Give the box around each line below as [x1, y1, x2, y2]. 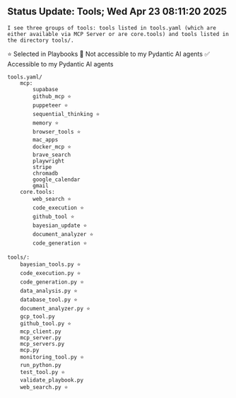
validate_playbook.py [20, 376, 83, 384]
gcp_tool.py [20, 312, 55, 320]
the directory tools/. [7, 37, 74, 44]
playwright [33, 157, 65, 165]
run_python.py [20, 361, 61, 368]
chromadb [33, 170, 59, 177]
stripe [33, 163, 52, 170]
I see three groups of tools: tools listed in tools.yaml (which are [7, 24, 217, 31]
